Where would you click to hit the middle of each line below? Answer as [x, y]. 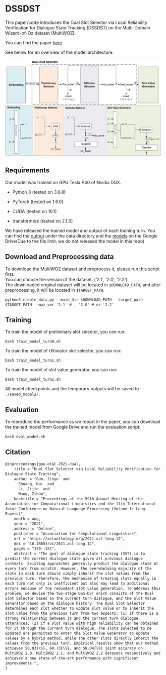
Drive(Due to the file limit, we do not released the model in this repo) [75, 241]
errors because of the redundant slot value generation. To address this [83, 589]
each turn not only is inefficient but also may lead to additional [77, 584]
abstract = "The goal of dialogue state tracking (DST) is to [80, 554]
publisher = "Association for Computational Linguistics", [76, 534]
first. [10, 274]
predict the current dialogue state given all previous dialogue [74, 559]
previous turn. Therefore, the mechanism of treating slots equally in [81, 579]
